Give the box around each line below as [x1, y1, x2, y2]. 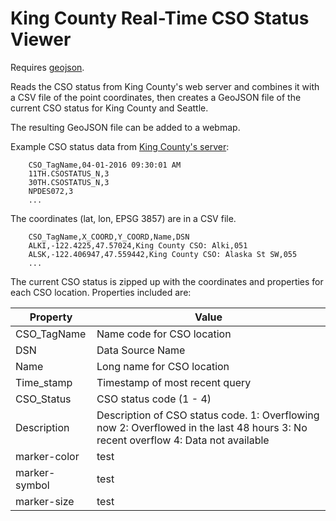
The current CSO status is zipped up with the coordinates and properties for [10, 275, 324, 287]
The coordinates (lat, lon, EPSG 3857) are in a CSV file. [10, 212, 237, 224]
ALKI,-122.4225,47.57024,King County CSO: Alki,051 [28, 240, 248, 251]
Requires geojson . [10, 61, 85, 73]
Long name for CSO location [96, 359, 230, 373]
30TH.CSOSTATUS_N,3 [28, 177, 110, 187]
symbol [15, 478, 50, 492]
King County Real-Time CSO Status [10, 7, 310, 30]
